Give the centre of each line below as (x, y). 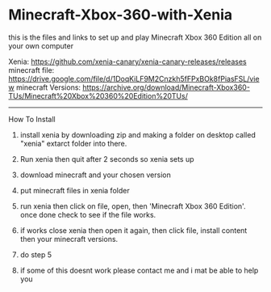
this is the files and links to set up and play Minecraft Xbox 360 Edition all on (135, 37)
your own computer (41, 45)
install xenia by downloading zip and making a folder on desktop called (138, 134)
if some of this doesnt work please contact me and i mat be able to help (139, 270)
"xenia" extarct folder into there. (73, 143)
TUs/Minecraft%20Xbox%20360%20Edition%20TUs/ (98, 95)
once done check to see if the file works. (88, 214)
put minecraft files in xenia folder (75, 190)
